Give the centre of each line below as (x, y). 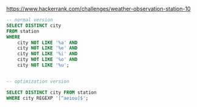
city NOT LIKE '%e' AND (48, 48)
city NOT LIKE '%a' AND (48, 43)
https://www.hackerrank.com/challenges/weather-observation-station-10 (99, 9)
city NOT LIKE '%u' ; (43, 65)
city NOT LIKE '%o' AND (48, 60)
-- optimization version (38, 81)
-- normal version (30, 20)
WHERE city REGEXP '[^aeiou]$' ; (47, 98)
